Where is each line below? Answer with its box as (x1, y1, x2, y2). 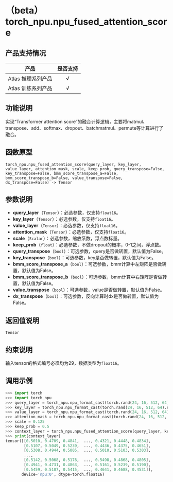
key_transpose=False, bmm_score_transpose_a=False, (5, 171, 118, 176)
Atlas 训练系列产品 (8, 85, 53, 92)
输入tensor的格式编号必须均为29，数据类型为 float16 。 (5, 360, 122, 366)
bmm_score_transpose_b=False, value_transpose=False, (5, 175, 124, 181)
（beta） (5, 5, 43, 16)
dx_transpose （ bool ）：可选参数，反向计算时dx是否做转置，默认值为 (12, 293, 159, 299)
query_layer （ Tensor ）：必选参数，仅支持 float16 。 (12, 209, 121, 216)
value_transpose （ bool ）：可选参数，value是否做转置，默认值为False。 (12, 287, 165, 293)
